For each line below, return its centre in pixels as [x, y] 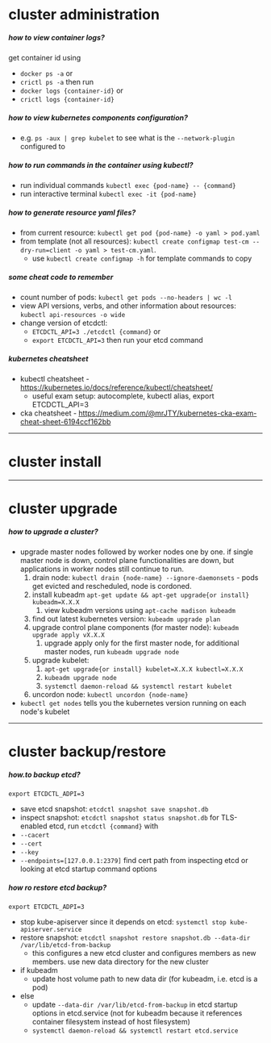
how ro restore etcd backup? [58, 887]
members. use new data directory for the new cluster [121, 962]
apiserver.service [51, 930]
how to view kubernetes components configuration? [98, 117]
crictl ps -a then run [57, 82]
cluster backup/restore [88, 752]
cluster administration [84, 15]
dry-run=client [46, 251]
